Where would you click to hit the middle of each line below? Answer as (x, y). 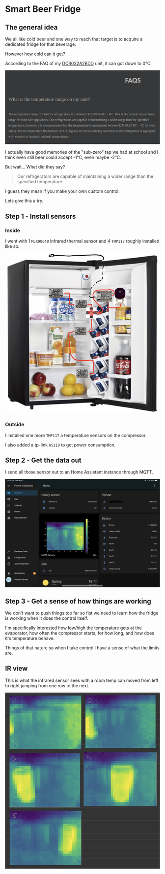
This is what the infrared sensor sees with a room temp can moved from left (82, 680)
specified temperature (40, 182)
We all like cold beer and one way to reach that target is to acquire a (74, 39)
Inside (13, 230)
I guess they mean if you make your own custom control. (63, 191)
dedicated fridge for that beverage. (41, 44)
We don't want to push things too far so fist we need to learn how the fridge (82, 613)
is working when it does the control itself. (47, 618)
